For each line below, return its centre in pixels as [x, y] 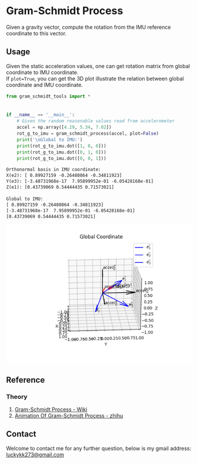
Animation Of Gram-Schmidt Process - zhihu [69, 416]
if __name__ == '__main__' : [41, 115]
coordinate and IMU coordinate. [45, 85]
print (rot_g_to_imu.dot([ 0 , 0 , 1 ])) [62, 158]
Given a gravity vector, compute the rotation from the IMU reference [89, 27]
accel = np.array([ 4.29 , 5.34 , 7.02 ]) [64, 128]
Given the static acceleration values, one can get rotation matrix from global [98, 66]
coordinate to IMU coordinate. [42, 72]
